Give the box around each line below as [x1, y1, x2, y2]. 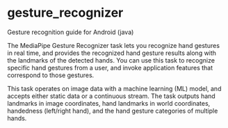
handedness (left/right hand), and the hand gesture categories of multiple [7, 106, 218, 115]
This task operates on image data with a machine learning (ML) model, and [7, 84, 222, 93]
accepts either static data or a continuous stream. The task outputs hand [7, 92, 215, 100]
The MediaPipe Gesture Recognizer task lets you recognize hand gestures [7, 41, 220, 49]
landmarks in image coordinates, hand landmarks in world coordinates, [7, 99, 211, 107]
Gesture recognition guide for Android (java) [7, 28, 134, 36]
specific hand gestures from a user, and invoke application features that [7, 63, 213, 72]
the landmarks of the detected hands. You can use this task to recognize [7, 56, 215, 64]
